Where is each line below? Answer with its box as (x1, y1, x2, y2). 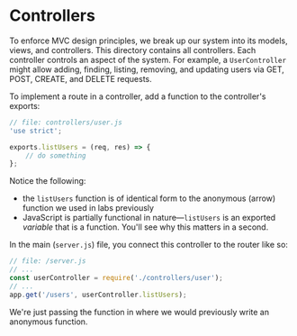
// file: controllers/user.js (9, 118, 123, 127)
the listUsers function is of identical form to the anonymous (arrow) (22, 193, 276, 204)
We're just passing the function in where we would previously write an (9, 306, 270, 317)
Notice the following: (9, 176, 86, 186)
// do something (25, 150, 87, 160)
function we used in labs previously (22, 203, 155, 213)
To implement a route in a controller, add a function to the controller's (9, 91, 266, 102)
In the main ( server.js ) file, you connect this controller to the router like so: (9, 240, 288, 250)
